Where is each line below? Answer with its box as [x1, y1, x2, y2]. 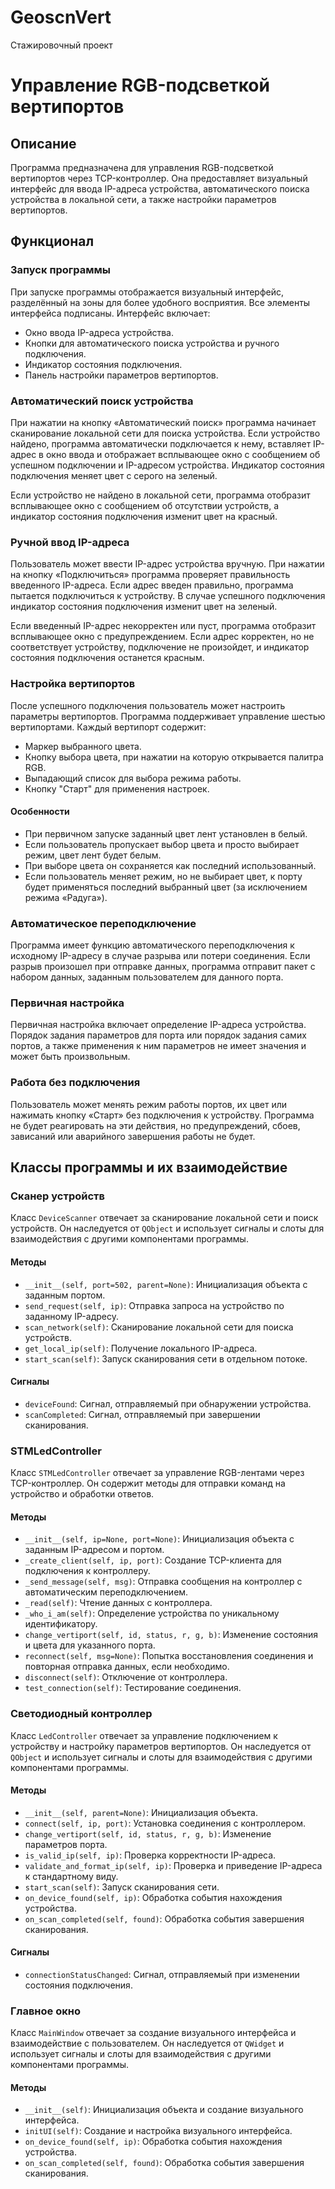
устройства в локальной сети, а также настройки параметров [10, 193, 277, 205]
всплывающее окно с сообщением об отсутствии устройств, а [10, 499, 280, 511]
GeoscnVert [10, 6, 112, 29]
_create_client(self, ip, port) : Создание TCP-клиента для [24, 1554, 282, 1566]
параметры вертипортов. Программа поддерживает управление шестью [10, 710, 326, 722]
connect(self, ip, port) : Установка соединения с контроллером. [24, 1817, 307, 1829]
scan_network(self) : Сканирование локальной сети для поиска [24, 1321, 294, 1333]
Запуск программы [10, 263, 112, 277]
